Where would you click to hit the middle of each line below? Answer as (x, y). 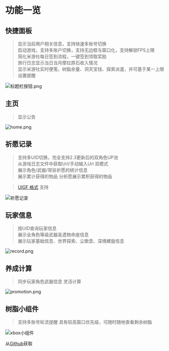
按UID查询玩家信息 (37, 228)
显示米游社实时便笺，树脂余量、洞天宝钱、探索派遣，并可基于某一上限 (91, 69)
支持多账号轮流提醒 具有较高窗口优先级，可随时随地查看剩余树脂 (85, 322)
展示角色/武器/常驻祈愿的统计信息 (52, 170)
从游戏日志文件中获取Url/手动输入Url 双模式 (63, 164)
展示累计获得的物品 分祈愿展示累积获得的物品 (65, 176)
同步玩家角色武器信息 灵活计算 (49, 282)
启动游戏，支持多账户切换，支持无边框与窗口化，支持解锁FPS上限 (86, 50)
